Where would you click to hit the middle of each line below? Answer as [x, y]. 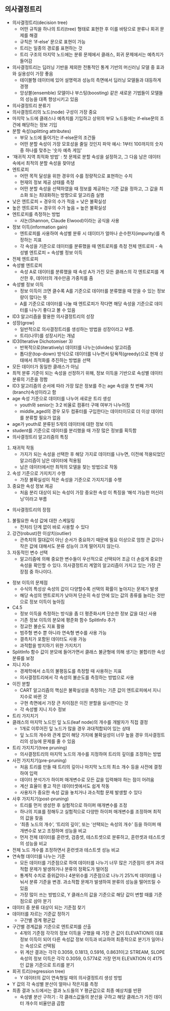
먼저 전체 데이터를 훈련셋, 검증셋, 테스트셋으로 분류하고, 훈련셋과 [83, 837]
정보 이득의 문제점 [30, 582]
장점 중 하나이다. [36, 571]
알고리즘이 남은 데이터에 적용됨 [50, 460]
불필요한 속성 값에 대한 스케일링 [43, 520]
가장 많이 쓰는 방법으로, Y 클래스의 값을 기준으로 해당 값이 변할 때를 [86, 894]
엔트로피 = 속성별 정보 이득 [56, 252]
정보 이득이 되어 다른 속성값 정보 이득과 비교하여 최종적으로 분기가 [85, 939]
